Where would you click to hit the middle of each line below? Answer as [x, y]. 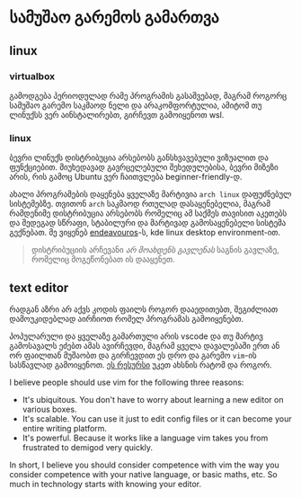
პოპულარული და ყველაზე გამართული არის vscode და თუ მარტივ [136, 336]
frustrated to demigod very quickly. [88, 447]
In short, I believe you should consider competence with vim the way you [145, 465]
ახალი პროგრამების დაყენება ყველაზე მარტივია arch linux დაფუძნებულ [150, 194]
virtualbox [32, 76]
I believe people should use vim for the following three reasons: [127, 382]
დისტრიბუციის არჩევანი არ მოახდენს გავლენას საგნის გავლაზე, [155, 250]
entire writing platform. [65, 428]
